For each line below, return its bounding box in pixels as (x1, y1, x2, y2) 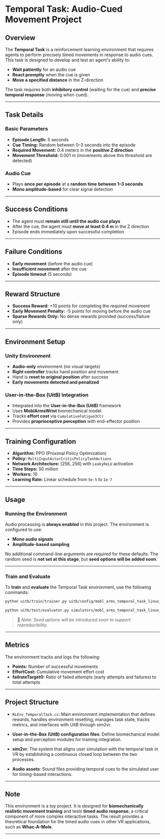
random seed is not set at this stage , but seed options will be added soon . (5, 556, 158, 562)
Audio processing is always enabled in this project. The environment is (5, 521, 149, 527)
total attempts (12, 679, 41, 685)
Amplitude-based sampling (12, 541, 70, 547)
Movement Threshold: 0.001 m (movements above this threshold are (12, 152, 152, 158)
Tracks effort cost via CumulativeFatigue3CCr (12, 413, 104, 419)
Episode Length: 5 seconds (12, 136, 69, 142)
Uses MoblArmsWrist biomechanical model (12, 408, 102, 414)
